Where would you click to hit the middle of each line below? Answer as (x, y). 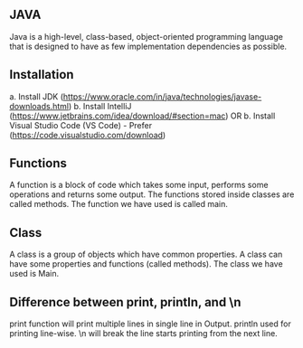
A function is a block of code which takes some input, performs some (139, 185)
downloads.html (39, 106)
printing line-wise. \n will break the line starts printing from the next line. (143, 334)
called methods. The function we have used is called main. (119, 204)
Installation (42, 75)
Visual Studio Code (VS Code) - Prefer (80, 125)
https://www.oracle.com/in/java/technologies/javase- (162, 96)
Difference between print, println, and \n (125, 302)
